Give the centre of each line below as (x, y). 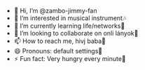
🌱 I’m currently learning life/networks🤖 (69, 26)
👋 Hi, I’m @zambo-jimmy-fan (55, 11)
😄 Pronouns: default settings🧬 (58, 51)
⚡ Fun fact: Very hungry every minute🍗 (70, 59)
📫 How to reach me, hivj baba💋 (60, 41)
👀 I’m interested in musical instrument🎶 (70, 18)
